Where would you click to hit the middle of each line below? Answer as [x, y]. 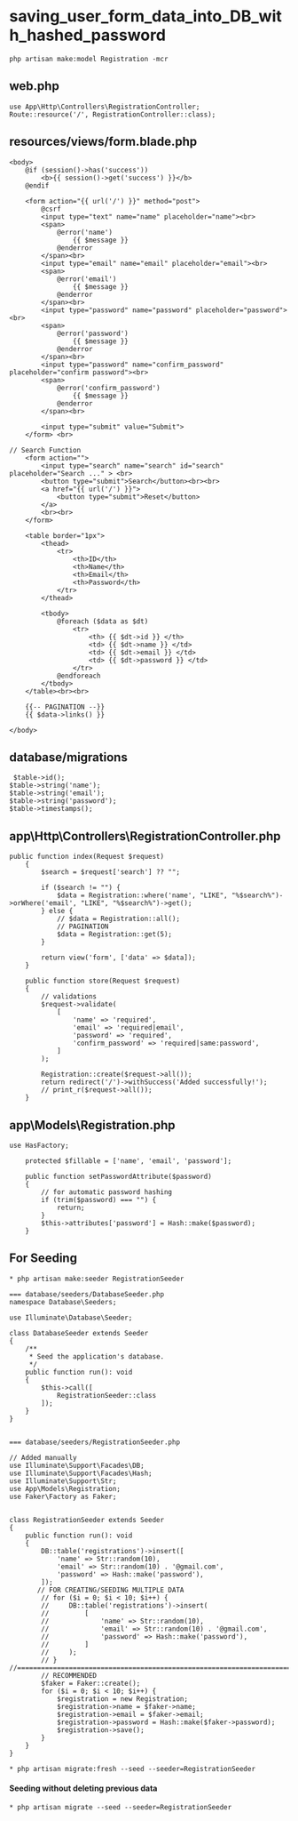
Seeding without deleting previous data [83, 1788]
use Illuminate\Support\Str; [63, 1481]
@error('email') [86, 279]
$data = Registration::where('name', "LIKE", [142, 895]
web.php [34, 86]
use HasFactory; [39, 1145]
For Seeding [43, 1259]
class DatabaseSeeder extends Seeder [79, 1333]
